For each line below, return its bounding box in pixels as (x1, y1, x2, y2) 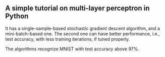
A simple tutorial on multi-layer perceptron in (5, 4, 150, 13)
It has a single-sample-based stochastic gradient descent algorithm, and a (5, 25, 160, 31)
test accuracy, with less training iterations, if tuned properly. (5, 36, 130, 42)
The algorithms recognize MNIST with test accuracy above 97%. (5, 45, 140, 52)
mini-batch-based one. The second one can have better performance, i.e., (5, 30, 160, 37)
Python (5, 12, 29, 21)
